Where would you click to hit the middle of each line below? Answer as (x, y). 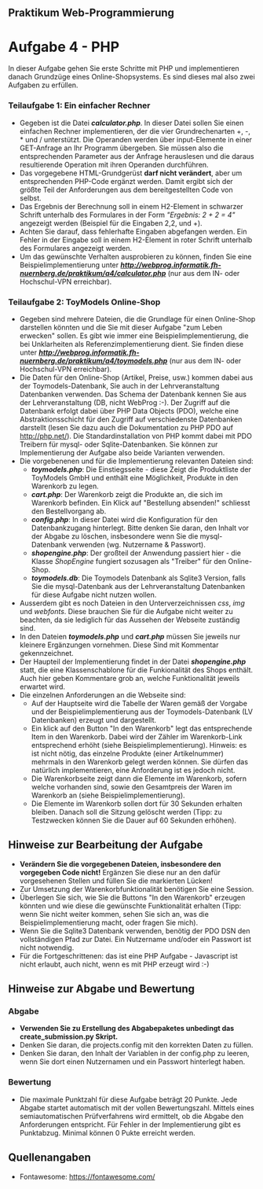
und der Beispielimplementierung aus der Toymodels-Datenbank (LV (142, 712)
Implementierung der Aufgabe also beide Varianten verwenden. (122, 452)
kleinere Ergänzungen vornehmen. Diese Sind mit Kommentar (119, 645)
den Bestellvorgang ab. (69, 511)
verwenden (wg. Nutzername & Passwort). (137, 544)
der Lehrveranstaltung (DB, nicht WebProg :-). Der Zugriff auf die (125, 402)
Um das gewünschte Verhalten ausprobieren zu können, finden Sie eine (136, 256)
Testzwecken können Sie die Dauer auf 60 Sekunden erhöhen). (134, 820)
